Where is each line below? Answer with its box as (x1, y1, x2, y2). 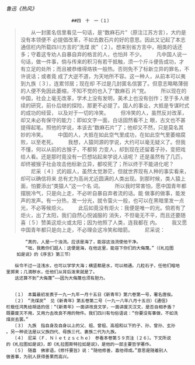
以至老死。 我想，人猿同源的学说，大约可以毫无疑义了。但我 (30, 139, 186, 145)
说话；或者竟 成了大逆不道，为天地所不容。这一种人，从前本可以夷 (25, 73, 186, 80)
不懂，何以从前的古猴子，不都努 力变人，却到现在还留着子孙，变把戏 (20, 146, 186, 153)
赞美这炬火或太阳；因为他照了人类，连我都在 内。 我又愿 (40, 219, 187, 226)
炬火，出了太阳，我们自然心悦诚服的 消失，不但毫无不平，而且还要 (20, 212, 181, 218)
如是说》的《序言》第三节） (16, 252, 74, 257)
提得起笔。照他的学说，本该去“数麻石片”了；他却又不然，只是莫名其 (20, 124, 184, 130)
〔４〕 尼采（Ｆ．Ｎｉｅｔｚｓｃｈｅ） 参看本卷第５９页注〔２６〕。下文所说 (14, 335, 171, 341)
